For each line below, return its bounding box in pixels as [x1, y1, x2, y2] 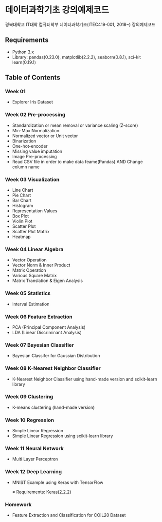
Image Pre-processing [12, 153, 57, 159]
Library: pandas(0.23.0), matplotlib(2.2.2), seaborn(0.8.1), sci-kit [12, 54, 141, 60]
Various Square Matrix [12, 273, 57, 279]
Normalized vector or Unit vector [12, 133, 78, 139]
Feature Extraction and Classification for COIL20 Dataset [12, 512, 126, 518]
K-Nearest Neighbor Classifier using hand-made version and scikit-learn [12, 376, 157, 382]
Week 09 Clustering [5, 393, 54, 400]
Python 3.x [12, 49, 34, 55]
